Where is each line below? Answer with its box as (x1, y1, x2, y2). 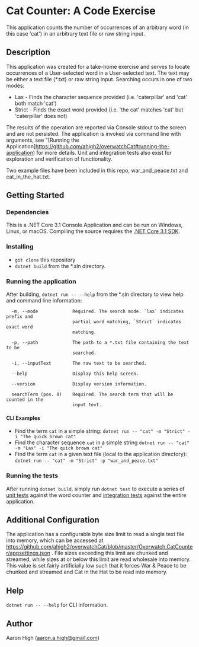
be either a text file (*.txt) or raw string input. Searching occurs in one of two (6, 75, 192, 82)
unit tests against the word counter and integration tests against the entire (6, 491, 187, 499)
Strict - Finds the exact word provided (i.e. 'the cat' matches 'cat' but (14, 106, 184, 113)
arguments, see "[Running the (6, 136, 79, 144)
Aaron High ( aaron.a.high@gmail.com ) (6, 634, 99, 641)
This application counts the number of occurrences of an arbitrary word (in (6, 24, 190, 31)
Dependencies (6, 208, 49, 216)
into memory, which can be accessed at (6, 537, 104, 544)
